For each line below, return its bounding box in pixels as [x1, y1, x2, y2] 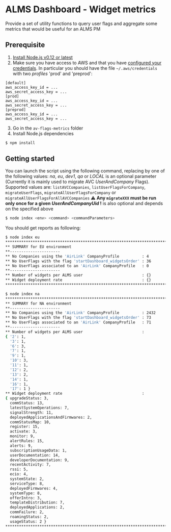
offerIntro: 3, [10, 495, 42, 500]
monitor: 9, [10, 434, 36, 439]
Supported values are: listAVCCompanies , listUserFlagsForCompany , [5, 184, 146, 190]
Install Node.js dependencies [12, 130, 74, 136]
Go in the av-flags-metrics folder [12, 125, 83, 131]
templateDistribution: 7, [10, 500, 65, 505]
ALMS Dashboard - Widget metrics [5, 4, 156, 15]
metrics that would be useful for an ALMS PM [5, 26, 101, 32]
